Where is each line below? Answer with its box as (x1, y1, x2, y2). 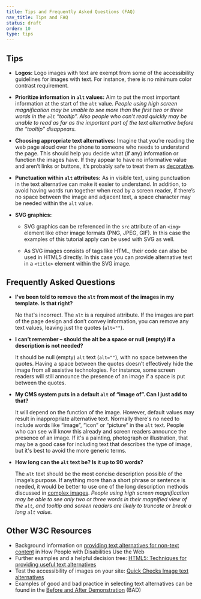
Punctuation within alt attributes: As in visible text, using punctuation (14, 174, 190, 181)
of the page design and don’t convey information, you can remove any (14, 317, 189, 324)
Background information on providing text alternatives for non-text (14, 541, 179, 549)
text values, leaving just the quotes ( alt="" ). (14, 324, 124, 331)
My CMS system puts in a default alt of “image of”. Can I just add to (14, 390, 188, 398)
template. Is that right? (14, 299, 73, 306)
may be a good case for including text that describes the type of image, (14, 440, 192, 447)
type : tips (6, 31, 34, 37)
